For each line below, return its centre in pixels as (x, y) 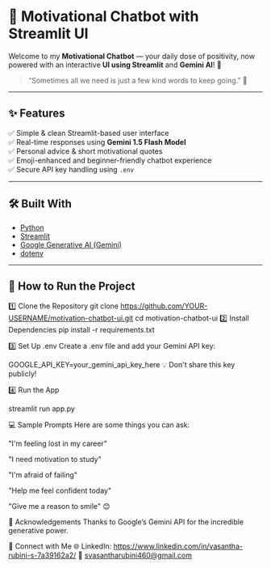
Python (32, 227)
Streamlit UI (48, 34)
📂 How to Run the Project (72, 286)
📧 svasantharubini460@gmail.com (135, 555)
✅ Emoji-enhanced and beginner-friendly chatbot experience (110, 160)
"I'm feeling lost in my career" (58, 443)
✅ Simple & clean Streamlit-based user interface (89, 133)
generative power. (38, 531)
